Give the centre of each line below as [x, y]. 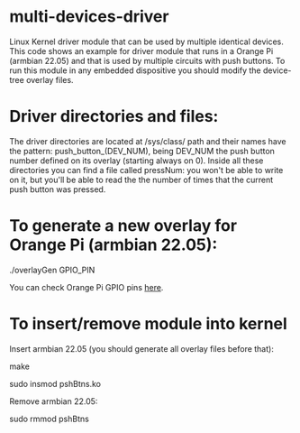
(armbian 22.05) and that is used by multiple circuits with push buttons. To [147, 60]
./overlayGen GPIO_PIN [52, 270]
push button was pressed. [58, 189]
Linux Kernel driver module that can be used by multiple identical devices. [146, 41]
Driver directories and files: [114, 117]
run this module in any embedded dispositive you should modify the [135, 70]
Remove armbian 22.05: [54, 401]
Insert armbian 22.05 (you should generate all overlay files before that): [142, 348]
